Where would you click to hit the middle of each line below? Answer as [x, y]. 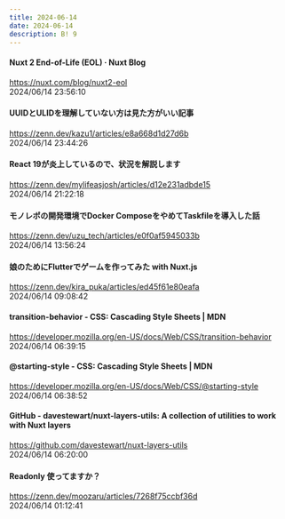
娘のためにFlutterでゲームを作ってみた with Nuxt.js [103, 267]
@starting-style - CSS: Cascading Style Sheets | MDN [111, 366]
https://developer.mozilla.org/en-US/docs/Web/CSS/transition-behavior [141, 336]
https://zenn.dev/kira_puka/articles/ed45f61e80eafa [104, 287]
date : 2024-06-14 [41, 26]
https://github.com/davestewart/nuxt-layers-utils [99, 445]
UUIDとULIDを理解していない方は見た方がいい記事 [102, 113]
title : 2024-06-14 [43, 17]
